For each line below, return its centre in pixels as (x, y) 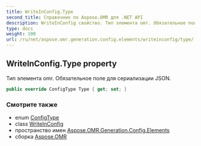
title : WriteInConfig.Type (40, 12)
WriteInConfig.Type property (62, 64)
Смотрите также (32, 104)
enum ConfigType (37, 117)
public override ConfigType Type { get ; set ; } (67, 89)
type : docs (20, 28)
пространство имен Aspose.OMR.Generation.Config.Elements (92, 130)
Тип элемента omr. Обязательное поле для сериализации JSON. (89, 78)
